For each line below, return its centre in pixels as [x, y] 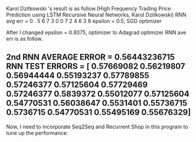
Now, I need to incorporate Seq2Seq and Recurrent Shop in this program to [97, 127]
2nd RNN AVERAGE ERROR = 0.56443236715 [91, 57]
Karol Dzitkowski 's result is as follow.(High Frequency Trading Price [89, 9]
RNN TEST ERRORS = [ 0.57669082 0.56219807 [96, 66]
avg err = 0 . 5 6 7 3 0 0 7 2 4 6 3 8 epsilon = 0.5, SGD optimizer [84, 21]
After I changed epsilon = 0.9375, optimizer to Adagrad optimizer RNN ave [96, 32]
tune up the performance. [37, 133]
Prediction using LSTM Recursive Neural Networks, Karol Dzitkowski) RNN [96, 15]
